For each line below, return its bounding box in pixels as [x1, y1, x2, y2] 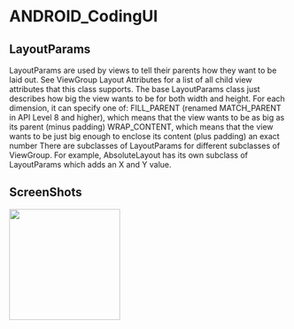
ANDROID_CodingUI [9, 6, 159, 27]
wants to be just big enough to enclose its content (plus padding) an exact [9, 131, 281, 141]
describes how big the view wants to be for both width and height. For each [9, 93, 285, 104]
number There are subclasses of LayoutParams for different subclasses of [9, 140, 281, 151]
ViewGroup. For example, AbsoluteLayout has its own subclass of [9, 150, 249, 161]
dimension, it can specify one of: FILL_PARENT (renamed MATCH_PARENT [9, 103, 282, 113]
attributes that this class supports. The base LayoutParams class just [9, 84, 260, 94]
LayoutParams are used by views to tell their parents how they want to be [9, 65, 277, 75]
